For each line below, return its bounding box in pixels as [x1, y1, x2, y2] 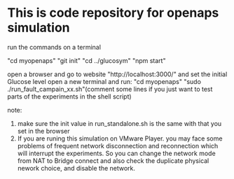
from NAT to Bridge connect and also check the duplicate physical [17, 156, 209, 165]
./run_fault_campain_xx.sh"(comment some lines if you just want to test [7, 85, 213, 93]
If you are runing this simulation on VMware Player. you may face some [17, 134, 223, 143]
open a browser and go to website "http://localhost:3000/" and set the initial [7, 70, 228, 78]
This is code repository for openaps [7, 5, 219, 21]
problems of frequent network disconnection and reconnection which [17, 141, 219, 150]
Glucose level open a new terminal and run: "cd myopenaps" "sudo [7, 77, 202, 85]
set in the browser [17, 127, 70, 135]
